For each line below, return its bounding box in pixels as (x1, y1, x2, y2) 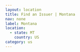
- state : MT (10, 30, 35, 35)
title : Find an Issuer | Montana (5, 12, 75, 17)
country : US (14, 35, 39, 40)
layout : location (5, 7, 42, 12)
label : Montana (5, 21, 37, 26)
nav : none (5, 16, 26, 21)
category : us (5, 40, 33, 45)
